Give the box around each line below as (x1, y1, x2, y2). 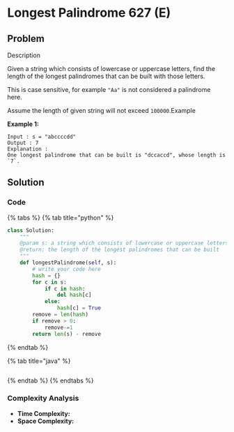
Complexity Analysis (7, 394, 79, 403)
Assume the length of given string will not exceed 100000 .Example (7, 107, 196, 114)
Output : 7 (7, 139, 39, 146)
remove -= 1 (44, 324, 73, 331)
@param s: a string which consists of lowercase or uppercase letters (19, 240, 229, 247)
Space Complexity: (17, 417, 75, 425)
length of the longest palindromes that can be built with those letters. (7, 72, 205, 80)
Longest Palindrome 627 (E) (7, 5, 171, 21)
